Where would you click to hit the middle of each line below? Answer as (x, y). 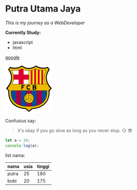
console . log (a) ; (22, 146)
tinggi (43, 166)
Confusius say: (21, 120)
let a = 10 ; (18, 140)
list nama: (15, 155)
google (13, 57)
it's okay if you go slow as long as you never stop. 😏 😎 (75, 130)
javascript (23, 42)
